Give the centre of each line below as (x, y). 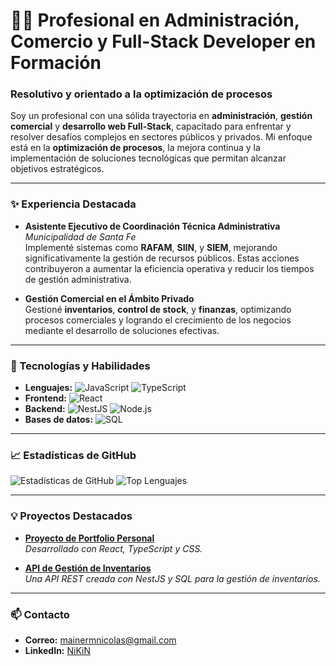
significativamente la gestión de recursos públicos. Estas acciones (162, 258)
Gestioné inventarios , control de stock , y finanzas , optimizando (158, 309)
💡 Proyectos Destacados (71, 516)
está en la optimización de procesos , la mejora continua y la (135, 148)
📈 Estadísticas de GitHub (73, 455)
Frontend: (45, 398)
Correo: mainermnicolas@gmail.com (100, 640)
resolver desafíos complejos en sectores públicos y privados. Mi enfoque (161, 137)
